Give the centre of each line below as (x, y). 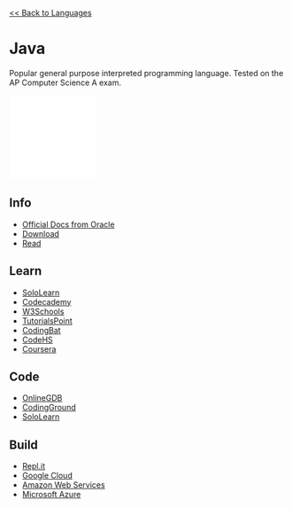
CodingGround (49, 408)
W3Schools (43, 311)
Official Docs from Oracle (68, 224)
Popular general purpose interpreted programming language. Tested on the (146, 73)
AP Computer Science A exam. (65, 82)
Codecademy (46, 301)
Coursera (39, 348)
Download (41, 233)
